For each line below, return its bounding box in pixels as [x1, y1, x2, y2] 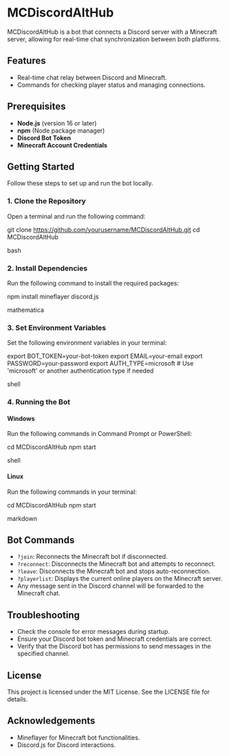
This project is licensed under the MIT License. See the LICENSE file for [7, 688, 210, 696]
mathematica [7, 306, 45, 314]
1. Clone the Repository [7, 197, 86, 206]
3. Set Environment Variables [7, 323, 107, 332]
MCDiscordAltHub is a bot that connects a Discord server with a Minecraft [7, 28, 217, 36]
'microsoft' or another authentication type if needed [7, 367, 154, 375]
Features [7, 55, 46, 67]
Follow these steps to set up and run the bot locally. [7, 179, 153, 188]
